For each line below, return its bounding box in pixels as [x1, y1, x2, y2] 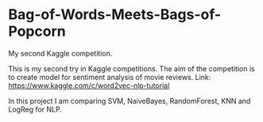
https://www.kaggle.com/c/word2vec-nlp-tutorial [8, 81, 170, 90]
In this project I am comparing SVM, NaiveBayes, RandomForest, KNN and [8, 96, 251, 105]
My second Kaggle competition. [8, 48, 113, 58]
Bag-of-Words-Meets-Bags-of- [8, 6, 222, 24]
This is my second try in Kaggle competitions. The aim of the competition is [8, 63, 256, 73]
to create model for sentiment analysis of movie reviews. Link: [8, 72, 211, 82]
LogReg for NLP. [8, 105, 62, 114]
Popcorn [8, 22, 66, 40]
